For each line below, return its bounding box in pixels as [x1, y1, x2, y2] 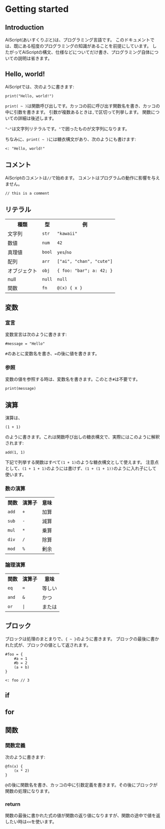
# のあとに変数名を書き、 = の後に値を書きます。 [5, 351, 99, 357]
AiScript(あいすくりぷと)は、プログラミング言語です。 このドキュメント [5, 37, 150, 42]
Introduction [5, 23, 44, 32]
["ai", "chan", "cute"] [57, 258, 113, 264]
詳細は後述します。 [18, 115, 57, 121]
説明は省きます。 [18, 55, 53, 61]
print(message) [5, 386, 36, 391]
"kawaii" [57, 231, 78, 237]
